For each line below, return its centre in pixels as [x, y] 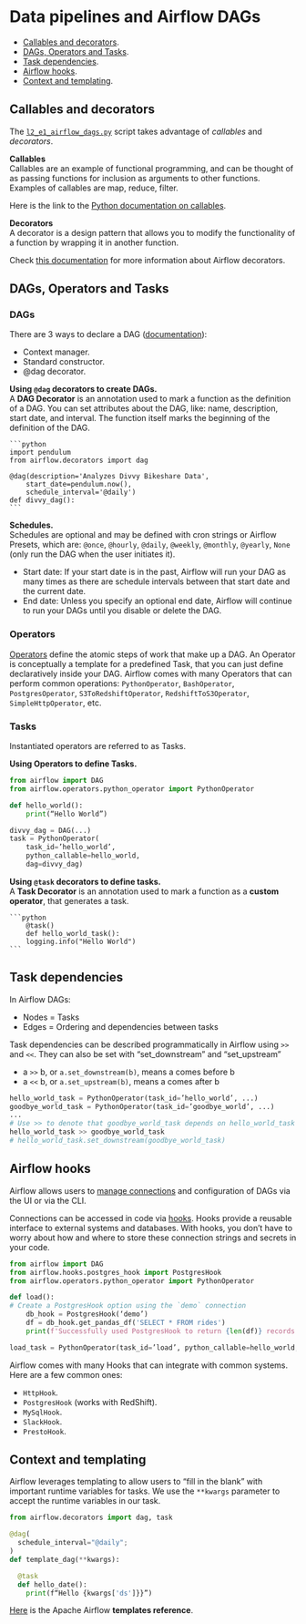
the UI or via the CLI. [48, 1200]
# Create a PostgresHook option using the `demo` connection [128, 1306]
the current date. [54, 591]
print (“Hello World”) [66, 814]
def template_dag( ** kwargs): [65, 1559]
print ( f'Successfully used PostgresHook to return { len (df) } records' [163, 1331]
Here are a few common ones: [66, 1374]
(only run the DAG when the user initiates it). [92, 554]
